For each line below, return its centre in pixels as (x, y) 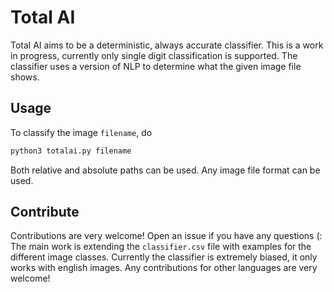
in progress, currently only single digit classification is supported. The (154, 55)
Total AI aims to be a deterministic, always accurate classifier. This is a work (167, 45)
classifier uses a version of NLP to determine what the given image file (156, 66)
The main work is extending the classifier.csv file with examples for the (161, 247)
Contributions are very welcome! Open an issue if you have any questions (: (166, 236)
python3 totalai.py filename (71, 151)
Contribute (45, 212)
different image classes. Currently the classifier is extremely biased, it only (164, 257)
